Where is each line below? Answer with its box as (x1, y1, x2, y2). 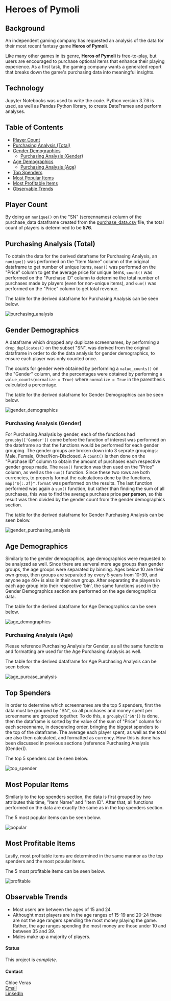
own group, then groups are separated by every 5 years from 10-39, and (5, 572, 158, 578)
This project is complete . (5, 957, 58, 963)
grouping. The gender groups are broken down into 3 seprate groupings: (5, 448, 158, 454)
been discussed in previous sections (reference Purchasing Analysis (5, 740, 150, 747)
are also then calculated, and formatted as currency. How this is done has (5, 735, 160, 741)
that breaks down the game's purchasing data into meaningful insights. (5, 69, 155, 75)
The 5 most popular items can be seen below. (5, 814, 101, 821)
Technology (5, 84, 44, 92)
